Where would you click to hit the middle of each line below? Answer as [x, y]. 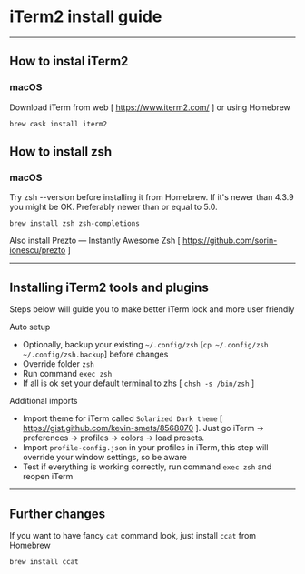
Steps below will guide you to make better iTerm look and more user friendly [152, 309]
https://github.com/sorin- [230, 241]
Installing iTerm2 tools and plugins [109, 287]
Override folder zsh [59, 364]
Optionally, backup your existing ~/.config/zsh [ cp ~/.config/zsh [145, 345]
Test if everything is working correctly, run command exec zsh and [147, 467]
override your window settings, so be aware [105, 458]
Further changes [58, 514]
